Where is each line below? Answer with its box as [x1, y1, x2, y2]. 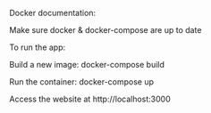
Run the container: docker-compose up [9, 77, 155, 87]
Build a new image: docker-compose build [9, 60, 165, 69]
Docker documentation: [9, 8, 97, 18]
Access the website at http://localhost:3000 [9, 93, 172, 104]
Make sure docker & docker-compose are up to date [9, 25, 202, 35]
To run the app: [9, 42, 66, 52]
